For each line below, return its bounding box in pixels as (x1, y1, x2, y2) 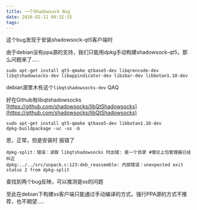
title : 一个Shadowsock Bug (6, 8, 71, 15)
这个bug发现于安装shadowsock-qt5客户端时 (6, 36, 113, 43)
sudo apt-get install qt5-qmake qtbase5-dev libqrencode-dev (6, 68, 159, 74)
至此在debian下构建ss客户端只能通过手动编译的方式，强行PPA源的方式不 (6, 191, 182, 198)
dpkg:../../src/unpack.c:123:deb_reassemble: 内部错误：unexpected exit (6, 162, 183, 168)
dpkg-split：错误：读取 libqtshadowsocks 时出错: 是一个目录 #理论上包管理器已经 (6, 150, 191, 155)
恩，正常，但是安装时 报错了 (6, 137, 75, 144)
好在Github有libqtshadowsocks (6, 96, 82, 103)
